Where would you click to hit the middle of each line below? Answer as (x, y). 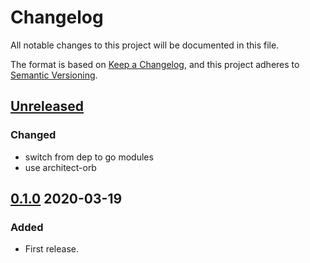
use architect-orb (60, 167)
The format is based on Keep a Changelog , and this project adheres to (155, 64)
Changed (33, 135)
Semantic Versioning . (54, 75)
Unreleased (47, 106)
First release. (51, 249)
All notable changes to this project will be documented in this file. (145, 45)
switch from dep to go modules (89, 157)
